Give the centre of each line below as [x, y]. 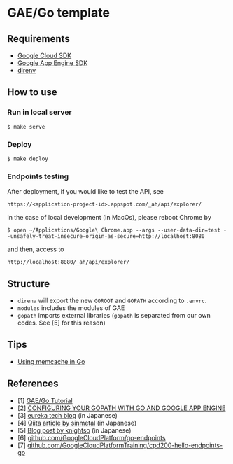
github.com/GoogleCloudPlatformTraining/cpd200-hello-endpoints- [125, 445]
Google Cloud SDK [44, 55]
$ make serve [26, 127]
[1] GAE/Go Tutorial [45, 400]
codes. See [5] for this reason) [62, 323]
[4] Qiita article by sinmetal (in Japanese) [77, 423]
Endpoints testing [38, 176]
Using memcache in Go [51, 361]
